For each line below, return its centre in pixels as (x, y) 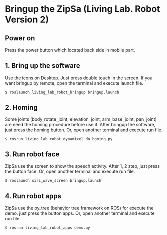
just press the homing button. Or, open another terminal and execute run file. (84, 130)
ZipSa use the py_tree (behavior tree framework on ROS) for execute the (79, 208)
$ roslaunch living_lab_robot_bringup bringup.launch (62, 92)
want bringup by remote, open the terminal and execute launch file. (74, 83)
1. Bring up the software (43, 66)
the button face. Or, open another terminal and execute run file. (70, 172)
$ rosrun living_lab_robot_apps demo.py (48, 228)
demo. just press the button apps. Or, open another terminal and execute (80, 213)
